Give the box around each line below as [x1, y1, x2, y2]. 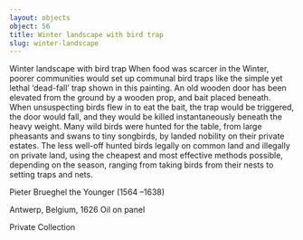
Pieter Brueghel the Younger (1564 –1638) [9, 187, 166, 197]
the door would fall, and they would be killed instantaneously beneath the [9, 111, 283, 122]
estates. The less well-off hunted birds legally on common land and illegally [9, 140, 291, 151]
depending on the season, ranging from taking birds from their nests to [9, 159, 274, 170]
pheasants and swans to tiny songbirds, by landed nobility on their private [9, 130, 285, 141]
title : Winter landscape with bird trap [9, 30, 165, 39]
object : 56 [9, 22, 51, 31]
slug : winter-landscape [9, 38, 99, 48]
